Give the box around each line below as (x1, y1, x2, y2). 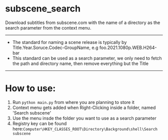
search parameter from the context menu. (5, 24, 91, 30)
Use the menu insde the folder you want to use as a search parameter (12, 115, 156, 121)
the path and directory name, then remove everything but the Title (12, 60, 149, 66)
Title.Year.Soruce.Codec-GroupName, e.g (12, 44, 98, 50)
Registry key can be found (12, 120, 67, 126)
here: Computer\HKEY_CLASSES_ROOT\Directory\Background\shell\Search (12, 125, 158, 131)
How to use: (5, 83, 56, 94)
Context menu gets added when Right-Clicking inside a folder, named (12, 104, 156, 110)
